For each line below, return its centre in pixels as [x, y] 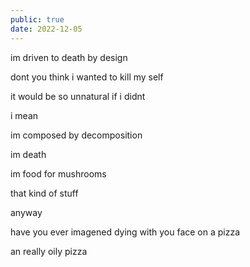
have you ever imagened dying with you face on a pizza [125, 232]
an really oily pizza [49, 251]
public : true [37, 19]
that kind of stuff [44, 193]
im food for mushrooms [58, 173]
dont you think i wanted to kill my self [87, 77]
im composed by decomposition [76, 135]
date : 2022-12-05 [46, 29]
